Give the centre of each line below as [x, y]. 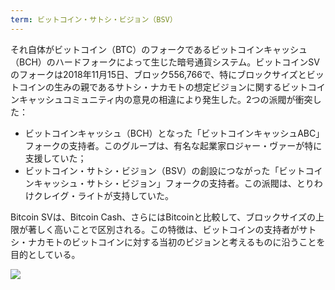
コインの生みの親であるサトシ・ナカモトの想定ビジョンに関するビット [163, 87]
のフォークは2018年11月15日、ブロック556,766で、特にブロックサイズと [158, 74]
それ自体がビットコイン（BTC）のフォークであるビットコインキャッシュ [159, 49]
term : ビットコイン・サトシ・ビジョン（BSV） [94, 19]
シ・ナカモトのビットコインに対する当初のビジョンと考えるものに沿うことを [168, 242]
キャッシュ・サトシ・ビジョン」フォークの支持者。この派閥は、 [165, 183]
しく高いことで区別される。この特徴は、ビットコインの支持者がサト [176, 229]
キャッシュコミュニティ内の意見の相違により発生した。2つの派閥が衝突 [165, 99]
